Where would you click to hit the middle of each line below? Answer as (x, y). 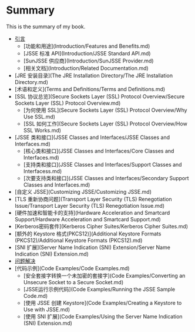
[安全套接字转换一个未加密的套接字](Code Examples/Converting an (104, 275)
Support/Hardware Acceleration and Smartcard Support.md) (88, 219)
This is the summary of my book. (46, 26)
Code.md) (36, 296)
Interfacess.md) (43, 171)
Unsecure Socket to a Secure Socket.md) (73, 282)
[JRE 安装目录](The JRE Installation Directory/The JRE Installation (94, 75)
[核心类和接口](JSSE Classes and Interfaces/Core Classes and (99, 151)
